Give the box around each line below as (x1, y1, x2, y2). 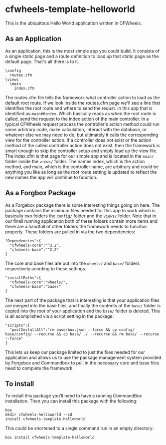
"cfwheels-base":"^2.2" (9, 247, 59, 252)
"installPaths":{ (5, 275, 41, 280)
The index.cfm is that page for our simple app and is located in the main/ (5, 153, 154, 159)
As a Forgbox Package (5, 189, 76, 197)
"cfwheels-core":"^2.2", (9, 243, 61, 248)
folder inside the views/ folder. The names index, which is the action (5, 158, 145, 164)
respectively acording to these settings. (5, 265, 87, 271)
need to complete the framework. (5, 365, 74, 371)
